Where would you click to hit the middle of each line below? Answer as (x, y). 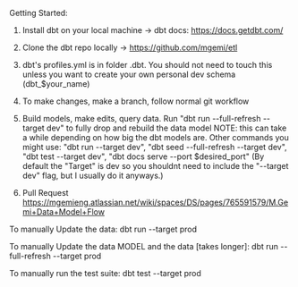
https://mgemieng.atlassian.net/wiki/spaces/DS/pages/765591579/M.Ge (155, 202)
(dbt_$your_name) (56, 84)
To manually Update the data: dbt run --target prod (103, 229)
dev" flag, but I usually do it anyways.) (93, 175)
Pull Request (45, 193)
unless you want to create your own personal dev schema (129, 74)
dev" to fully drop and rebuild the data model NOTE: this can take (166, 128)
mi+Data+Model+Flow (64, 212)
